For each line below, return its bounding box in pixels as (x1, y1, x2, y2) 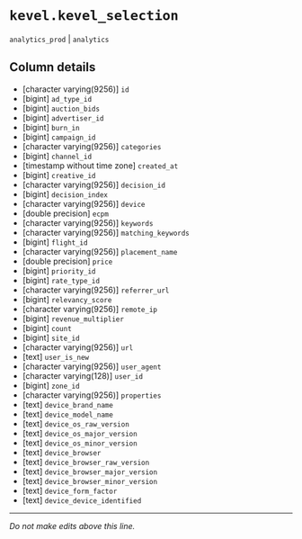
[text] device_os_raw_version (22, 418, 130, 429)
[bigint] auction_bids (22, 103, 101, 113)
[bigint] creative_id (22, 169, 96, 180)
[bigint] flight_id (22, 237, 88, 247)
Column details (9, 59, 96, 75)
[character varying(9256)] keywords (22, 217, 154, 228)
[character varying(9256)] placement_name (22, 246, 178, 256)
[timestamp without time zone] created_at (22, 160, 179, 171)
